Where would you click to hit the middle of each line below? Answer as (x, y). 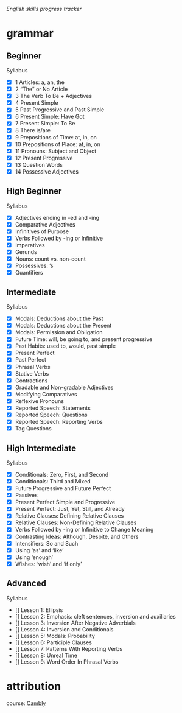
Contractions (31, 381)
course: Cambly (26, 703)
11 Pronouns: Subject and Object (56, 151)
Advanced (26, 584)
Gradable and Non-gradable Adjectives (64, 387)
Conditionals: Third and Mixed (53, 481)
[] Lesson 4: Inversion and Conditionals (64, 629)
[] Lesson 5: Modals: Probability (55, 636)
